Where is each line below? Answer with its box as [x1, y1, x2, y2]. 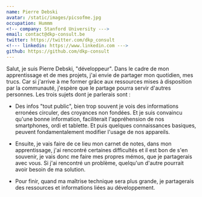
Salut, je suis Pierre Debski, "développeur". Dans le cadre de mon [6, 65, 169, 72]
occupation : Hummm [6, 20, 53, 26]
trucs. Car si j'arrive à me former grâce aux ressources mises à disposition [6, 78, 192, 85]
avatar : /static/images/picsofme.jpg [6, 15, 102, 21]
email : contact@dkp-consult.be [6, 32, 85, 38]
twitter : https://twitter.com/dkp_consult [6, 37, 115, 43]
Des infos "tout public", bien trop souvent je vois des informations [15, 102, 179, 110]
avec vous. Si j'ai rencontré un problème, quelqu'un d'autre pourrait [15, 159, 184, 167]
